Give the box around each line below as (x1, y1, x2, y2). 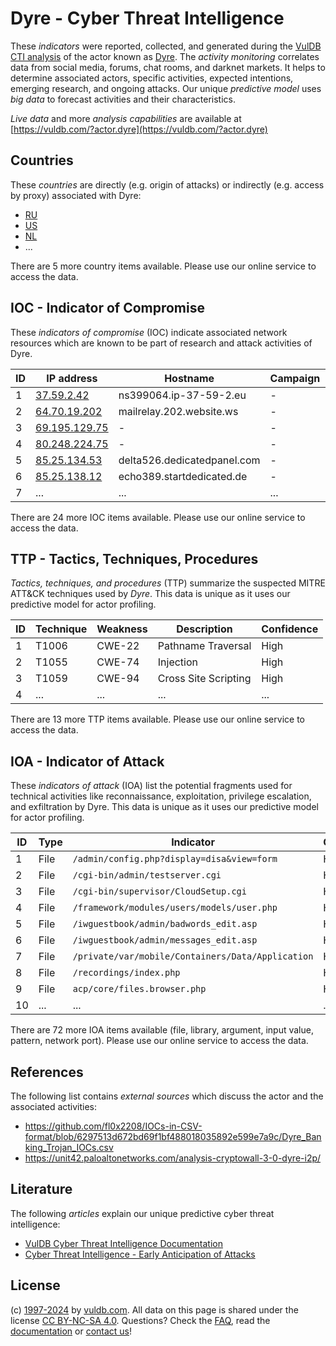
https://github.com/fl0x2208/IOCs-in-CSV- (24, 1120, 203, 1132)
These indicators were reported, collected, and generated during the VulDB (10, 40, 322, 52)
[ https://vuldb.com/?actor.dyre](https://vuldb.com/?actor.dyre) (10, 123, 268, 135)
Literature (10, 1181, 73, 1198)
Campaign (269, 371, 321, 385)
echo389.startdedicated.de (118, 469, 248, 483)
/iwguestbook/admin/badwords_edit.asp (72, 918, 258, 930)
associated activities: (10, 1101, 98, 1112)
